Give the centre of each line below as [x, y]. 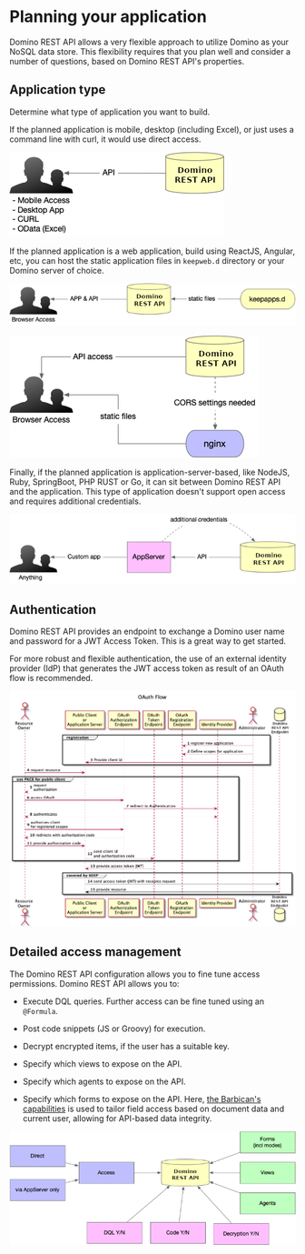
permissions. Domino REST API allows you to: [94, 983]
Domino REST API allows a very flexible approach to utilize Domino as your [149, 42]
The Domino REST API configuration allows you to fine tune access [135, 974]
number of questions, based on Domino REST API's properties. [127, 61]
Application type [58, 90]
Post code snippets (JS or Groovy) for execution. [114, 1028]
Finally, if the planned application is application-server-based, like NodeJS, [150, 472]
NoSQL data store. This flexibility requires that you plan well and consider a [150, 51]
